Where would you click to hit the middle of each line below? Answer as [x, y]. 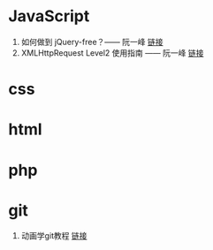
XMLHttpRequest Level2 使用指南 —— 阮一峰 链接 [112, 53]
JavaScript [49, 16]
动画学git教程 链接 [54, 236]
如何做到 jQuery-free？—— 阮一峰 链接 [92, 42]
